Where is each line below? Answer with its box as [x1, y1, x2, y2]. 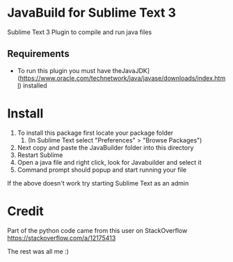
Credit [7, 203, 44, 219]
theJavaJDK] [112, 66, 150, 74]
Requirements [7, 48, 70, 60]
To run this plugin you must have [17, 66, 111, 74]
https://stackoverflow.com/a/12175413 [7, 234, 116, 242]
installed [23, 81, 47, 90]
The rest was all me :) [7, 247, 70, 255]
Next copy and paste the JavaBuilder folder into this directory [17, 143, 194, 152]
